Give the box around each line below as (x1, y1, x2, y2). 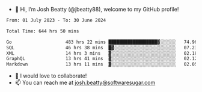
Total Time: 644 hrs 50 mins (6, 28, 79, 34)
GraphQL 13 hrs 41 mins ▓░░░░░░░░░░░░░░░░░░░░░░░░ (6, 56, 176, 62)
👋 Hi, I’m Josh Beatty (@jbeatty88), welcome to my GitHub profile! (14, 6, 179, 13)
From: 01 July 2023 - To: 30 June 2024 (6, 17, 106, 23)
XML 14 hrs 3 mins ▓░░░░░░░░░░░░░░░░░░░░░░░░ (6, 50, 176, 57)
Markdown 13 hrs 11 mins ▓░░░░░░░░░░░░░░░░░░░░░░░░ (6, 61, 176, 67)
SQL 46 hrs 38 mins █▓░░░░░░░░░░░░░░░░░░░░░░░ (6, 44, 176, 51)
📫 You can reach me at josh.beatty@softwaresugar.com (14, 79, 156, 87)
